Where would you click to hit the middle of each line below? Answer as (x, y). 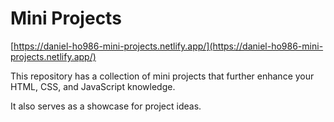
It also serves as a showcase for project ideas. (106, 106)
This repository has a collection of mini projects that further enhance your (162, 76)
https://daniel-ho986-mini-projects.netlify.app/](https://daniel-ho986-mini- (168, 46)
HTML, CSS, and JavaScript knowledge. (93, 86)
